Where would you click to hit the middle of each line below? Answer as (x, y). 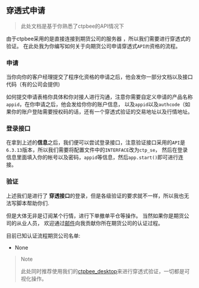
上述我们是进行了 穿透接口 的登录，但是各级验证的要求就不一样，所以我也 (95, 196)
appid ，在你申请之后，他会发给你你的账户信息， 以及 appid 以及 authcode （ (96, 104)
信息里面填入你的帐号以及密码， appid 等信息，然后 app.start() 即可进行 (92, 157)
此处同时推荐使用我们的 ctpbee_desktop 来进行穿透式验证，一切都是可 (105, 271)
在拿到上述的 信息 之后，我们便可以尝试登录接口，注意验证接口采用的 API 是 (96, 143)
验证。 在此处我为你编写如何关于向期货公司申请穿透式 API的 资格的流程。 (94, 46)
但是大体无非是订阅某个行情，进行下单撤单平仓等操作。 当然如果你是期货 (95, 216)
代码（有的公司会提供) (33, 84)
